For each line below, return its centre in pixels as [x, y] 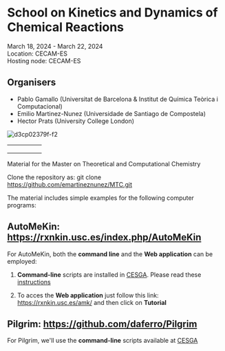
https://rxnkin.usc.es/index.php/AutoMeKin [104, 237]
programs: [22, 205]
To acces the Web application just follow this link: [88, 295]
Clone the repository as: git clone [54, 177]
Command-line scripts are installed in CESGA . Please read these [109, 274]
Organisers [32, 83]
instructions [34, 282]
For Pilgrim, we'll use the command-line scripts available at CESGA [103, 341]
